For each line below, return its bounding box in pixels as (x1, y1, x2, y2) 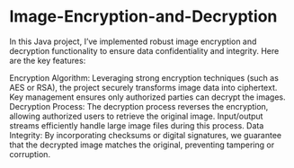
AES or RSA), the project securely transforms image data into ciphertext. (9, 82, 278, 93)
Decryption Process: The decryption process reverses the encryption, (9, 101, 269, 111)
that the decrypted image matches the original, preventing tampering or (9, 139, 275, 150)
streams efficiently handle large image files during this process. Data (9, 119, 264, 131)
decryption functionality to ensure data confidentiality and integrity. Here (9, 45, 280, 56)
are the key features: (9, 55, 86, 66)
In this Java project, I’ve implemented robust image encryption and (9, 36, 257, 47)
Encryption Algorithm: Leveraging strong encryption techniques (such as (9, 72, 279, 83)
